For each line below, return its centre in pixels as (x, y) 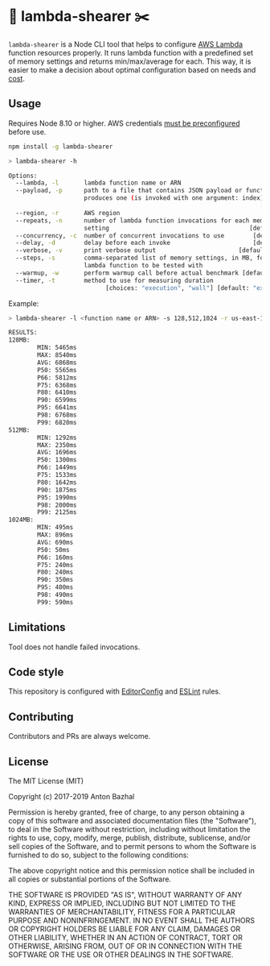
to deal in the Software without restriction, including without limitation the (129, 829)
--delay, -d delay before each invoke (93, 243)
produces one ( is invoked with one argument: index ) (174, 198)
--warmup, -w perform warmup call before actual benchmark (127, 273)
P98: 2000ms (57, 505)
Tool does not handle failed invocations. (74, 647)
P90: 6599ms (57, 400)
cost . (17, 78)
